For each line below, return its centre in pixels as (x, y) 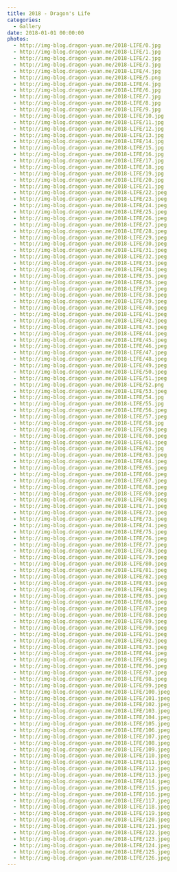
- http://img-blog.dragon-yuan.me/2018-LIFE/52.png (89, 385)
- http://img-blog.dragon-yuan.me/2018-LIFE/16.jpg (89, 155)
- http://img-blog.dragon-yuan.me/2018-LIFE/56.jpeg (90, 410)
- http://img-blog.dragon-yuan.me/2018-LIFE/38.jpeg (90, 295)
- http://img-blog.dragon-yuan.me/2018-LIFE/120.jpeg (92, 820)
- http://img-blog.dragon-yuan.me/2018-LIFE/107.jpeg (92, 736)
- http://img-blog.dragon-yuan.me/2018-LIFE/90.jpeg (90, 628)
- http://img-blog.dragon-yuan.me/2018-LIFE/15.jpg (89, 148)
